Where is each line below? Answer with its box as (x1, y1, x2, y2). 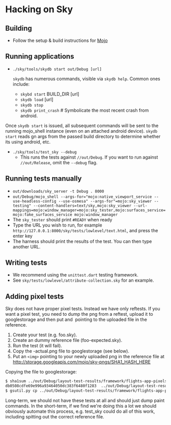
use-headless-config (12, 198, 56, 204)
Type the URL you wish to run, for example (12, 222, 103, 228)
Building (5, 24, 32, 33)
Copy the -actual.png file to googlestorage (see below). (12, 348, 130, 354)
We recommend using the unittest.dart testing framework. (12, 272, 138, 278)
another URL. (12, 243, 41, 249)
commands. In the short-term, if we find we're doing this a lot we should (5, 403, 157, 409)
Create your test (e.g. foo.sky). (12, 332, 77, 338)
